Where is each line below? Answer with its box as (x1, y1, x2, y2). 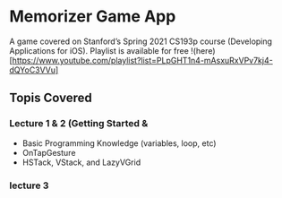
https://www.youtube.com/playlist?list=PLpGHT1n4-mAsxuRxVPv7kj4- (12, 55, 273, 65)
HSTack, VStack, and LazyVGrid (21, 157, 141, 168)
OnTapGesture (21, 147, 76, 158)
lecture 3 (9, 179, 49, 192)
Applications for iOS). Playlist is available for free (9, 45, 190, 56)
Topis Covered (9, 90, 92, 106)
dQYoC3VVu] (9, 65, 59, 75)
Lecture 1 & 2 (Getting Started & (9, 117, 149, 130)
